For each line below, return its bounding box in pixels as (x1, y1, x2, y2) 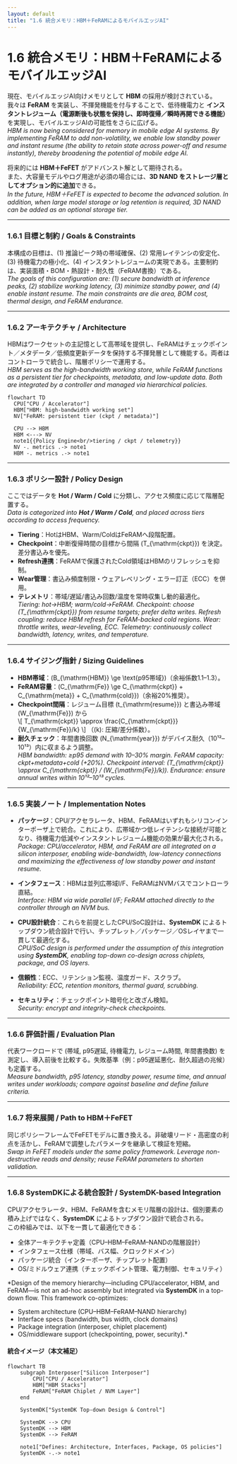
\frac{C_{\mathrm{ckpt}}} (104, 716, 178, 725)
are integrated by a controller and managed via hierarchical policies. (7, 380, 208, 389)
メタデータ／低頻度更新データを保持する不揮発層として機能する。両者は (19, 349, 230, 357)
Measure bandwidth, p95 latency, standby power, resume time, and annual (7, 1072, 226, 1081)
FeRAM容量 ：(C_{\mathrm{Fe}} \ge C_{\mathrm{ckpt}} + (17, 682, 183, 690)
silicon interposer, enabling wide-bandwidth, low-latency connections (17, 849, 221, 858)
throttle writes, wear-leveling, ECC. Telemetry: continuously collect (17, 623, 212, 632)
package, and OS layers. (17, 958, 90, 967)
